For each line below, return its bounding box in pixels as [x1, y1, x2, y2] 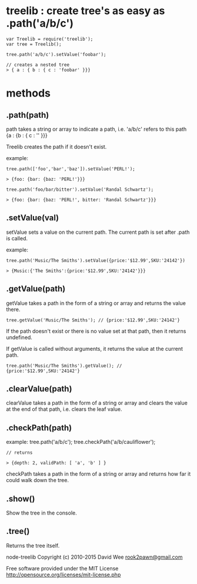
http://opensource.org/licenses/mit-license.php [6, 571, 121, 578]
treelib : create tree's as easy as [6, 4, 165, 18]
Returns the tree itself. [6, 542, 60, 549]
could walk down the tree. [6, 477, 69, 484]
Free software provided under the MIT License [6, 565, 119, 572]
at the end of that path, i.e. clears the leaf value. [6, 406, 122, 413]
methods [6, 87, 51, 100]
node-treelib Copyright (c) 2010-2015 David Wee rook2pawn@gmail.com [6, 553, 183, 560]
